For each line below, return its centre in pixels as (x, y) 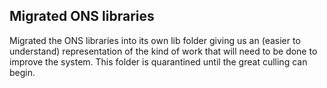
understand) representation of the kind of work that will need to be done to (163, 51)
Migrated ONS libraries (82, 16)
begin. (22, 72)
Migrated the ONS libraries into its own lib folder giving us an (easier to (155, 40)
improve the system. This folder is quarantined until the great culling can (158, 61)
